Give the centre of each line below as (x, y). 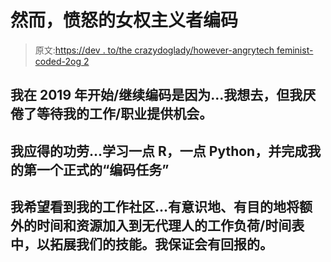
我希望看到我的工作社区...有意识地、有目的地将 (155, 207)
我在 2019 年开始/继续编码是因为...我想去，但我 (156, 95)
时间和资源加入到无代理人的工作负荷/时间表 (170, 226)
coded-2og (58, 61)
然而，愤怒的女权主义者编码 (124, 20)
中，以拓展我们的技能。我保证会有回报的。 (141, 244)
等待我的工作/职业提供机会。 (124, 114)
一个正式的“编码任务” (103, 169)
